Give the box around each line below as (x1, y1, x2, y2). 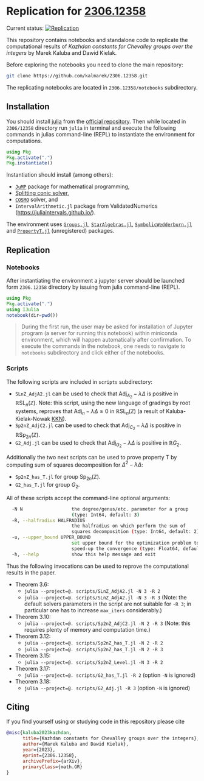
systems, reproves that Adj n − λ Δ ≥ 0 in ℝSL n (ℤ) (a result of (15, 407, 165, 416)
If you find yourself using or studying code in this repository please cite (6, 718, 185, 726)
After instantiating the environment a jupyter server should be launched (6, 277, 185, 284)
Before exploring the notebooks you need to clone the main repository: (6, 61, 183, 68)
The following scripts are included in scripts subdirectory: (6, 378, 153, 385)
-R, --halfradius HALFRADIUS (12, 517, 86, 523)
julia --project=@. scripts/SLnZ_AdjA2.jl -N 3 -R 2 (24, 588, 161, 595)
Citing (6, 702, 30, 712)
